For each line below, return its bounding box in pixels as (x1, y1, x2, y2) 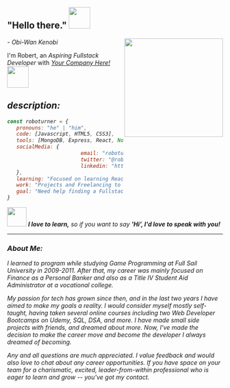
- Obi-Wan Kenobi (7, 38, 58, 46)
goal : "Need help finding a (16, 188, 97, 195)
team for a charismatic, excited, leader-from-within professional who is (7, 366, 209, 374)
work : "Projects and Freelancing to (16, 182, 121, 189)
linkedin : (80, 162, 109, 169)
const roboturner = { (7, 118, 69, 125)
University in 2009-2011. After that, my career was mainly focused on (7, 267, 203, 275)
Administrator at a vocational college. (7, 281, 114, 289)
